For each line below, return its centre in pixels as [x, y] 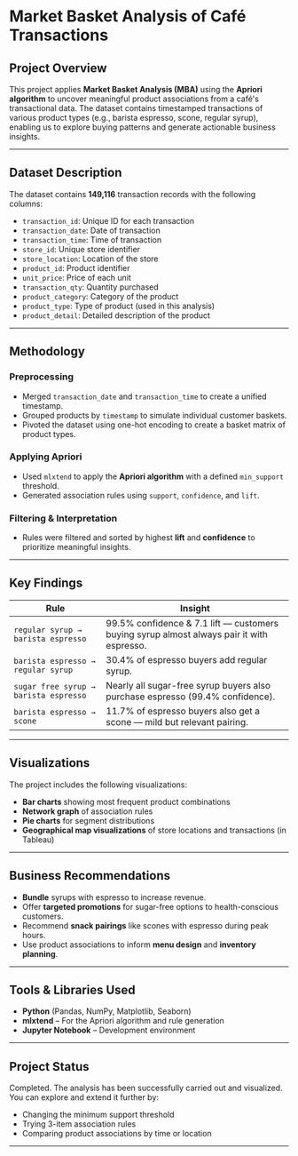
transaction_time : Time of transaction [92, 239]
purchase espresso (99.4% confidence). [191, 697]
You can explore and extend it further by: [84, 1097]
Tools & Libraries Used [72, 989]
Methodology [47, 351]
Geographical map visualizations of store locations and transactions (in [154, 830]
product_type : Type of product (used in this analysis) [118, 306]
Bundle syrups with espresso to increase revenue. [114, 897]
